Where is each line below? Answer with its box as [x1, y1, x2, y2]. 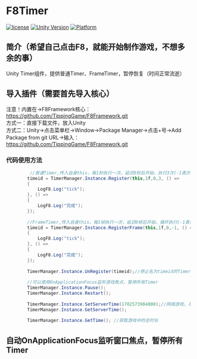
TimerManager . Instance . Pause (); [27, 285, 107, 291]
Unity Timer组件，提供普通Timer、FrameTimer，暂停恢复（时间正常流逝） [6, 69, 185, 77]
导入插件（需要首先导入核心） [6, 89, 114, 99]
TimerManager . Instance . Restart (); [27, 290, 111, 297]
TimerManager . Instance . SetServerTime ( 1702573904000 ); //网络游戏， [27, 301, 189, 307]
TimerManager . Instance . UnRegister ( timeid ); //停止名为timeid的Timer [27, 268, 191, 274]
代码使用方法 [6, 156, 43, 164]
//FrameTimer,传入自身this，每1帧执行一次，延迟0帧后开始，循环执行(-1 [27, 219, 186, 225]
